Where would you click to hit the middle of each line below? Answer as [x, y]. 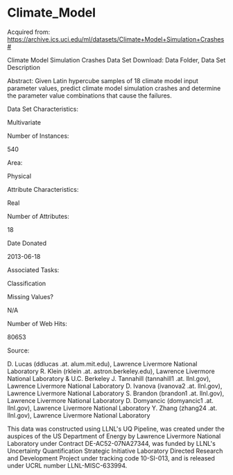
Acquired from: [29, 32]
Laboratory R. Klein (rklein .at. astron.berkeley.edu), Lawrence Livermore [111, 371]
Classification [27, 283]
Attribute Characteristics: [43, 189]
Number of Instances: [38, 136]
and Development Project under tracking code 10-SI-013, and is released [111, 458]
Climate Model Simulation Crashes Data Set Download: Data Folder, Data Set [116, 60]
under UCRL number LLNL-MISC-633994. [67, 465]
